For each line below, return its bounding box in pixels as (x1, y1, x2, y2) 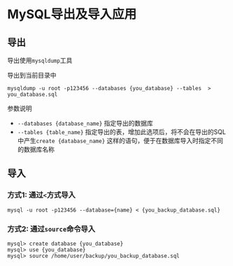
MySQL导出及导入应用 (7, 6, 137, 22)
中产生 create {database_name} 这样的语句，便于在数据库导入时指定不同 (17, 137, 224, 145)
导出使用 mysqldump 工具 (7, 57, 73, 64)
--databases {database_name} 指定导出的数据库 (17, 119, 154, 127)
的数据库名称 (17, 145, 55, 154)
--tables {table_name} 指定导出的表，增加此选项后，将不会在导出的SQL (17, 128, 226, 136)
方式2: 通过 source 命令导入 (7, 224, 96, 234)
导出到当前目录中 (7, 71, 57, 79)
